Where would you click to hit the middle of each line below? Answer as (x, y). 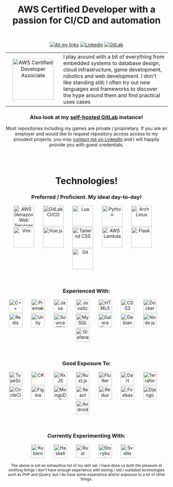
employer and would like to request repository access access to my (86, 134)
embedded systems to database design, (112, 63)
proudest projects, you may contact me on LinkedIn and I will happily (86, 140)
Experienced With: (86, 291)
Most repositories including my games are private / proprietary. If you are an (86, 128)
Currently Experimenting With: (86, 436)
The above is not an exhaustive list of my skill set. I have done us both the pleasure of (86, 465)
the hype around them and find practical (112, 95)
